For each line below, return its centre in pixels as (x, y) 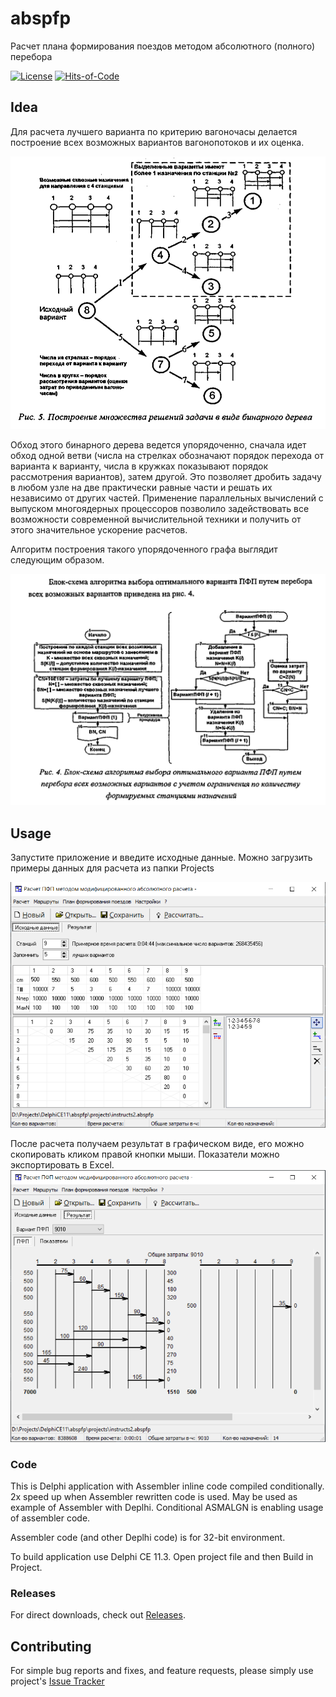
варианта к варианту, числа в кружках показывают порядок (139, 466)
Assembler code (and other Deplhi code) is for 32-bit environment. (148, 1537)
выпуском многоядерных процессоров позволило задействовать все (160, 509)
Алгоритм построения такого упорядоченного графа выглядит (144, 549)
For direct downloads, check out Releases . (98, 1615)
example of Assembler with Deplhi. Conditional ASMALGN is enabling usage (167, 1507)
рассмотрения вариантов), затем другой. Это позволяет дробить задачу (166, 477)
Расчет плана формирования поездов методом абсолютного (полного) (163, 46)
